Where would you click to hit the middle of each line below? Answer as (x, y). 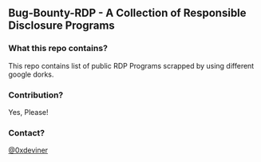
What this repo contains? (58, 49)
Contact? (27, 132)
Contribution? (36, 95)
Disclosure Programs (62, 26)
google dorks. (31, 74)
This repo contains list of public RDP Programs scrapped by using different (131, 65)
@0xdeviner (28, 150)
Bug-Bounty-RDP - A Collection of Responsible (127, 13)
